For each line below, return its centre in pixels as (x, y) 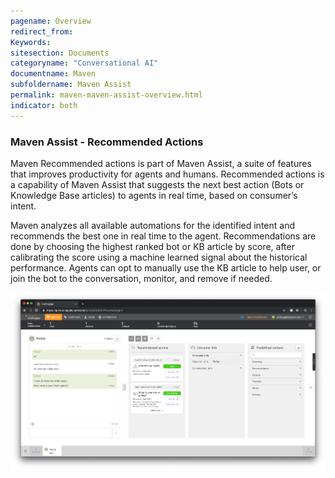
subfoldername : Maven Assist (71, 85)
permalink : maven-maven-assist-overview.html (106, 95)
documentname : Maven (53, 74)
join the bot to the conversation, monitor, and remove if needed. (141, 278)
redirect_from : (42, 31)
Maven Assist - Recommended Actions (107, 142)
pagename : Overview (51, 21)
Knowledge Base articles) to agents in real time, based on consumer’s (154, 195)
